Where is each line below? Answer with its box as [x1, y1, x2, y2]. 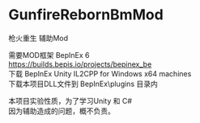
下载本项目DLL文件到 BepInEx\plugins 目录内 [8, 79, 158, 88]
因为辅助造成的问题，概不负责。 [8, 106, 115, 116]
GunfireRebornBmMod [8, 6, 164, 24]
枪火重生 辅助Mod [8, 33, 69, 43]
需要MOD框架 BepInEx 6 [8, 50, 90, 59]
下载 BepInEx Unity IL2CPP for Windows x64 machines [8, 68, 192, 78]
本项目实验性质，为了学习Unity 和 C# [8, 96, 132, 105]
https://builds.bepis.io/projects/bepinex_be [8, 59, 152, 69]
